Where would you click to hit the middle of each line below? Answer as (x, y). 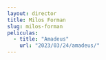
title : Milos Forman (37, 20)
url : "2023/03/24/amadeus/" (60, 46)
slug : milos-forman (35, 26)
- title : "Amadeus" (41, 39)
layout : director (32, 13)
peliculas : (23, 33)
